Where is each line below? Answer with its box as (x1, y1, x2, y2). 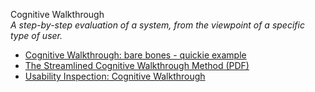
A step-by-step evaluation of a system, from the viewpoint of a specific (10, 19, 305, 31)
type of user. (10, 30, 63, 41)
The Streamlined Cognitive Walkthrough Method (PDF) (24, 60, 250, 71)
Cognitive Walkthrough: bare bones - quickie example (24, 49, 247, 61)
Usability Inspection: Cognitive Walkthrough (24, 70, 206, 82)
